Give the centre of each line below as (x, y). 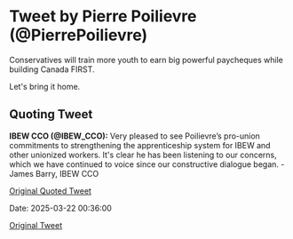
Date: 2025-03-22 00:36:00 (61, 208)
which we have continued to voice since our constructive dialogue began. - (147, 164)
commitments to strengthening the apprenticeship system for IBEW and (140, 145)
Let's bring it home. (45, 86)
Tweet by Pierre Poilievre (103, 16)
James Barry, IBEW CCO (54, 173)
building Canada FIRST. (52, 69)
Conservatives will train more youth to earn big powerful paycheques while (146, 60)
